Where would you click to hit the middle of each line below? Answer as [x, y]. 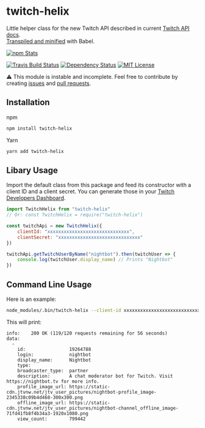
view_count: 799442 [52, 419]
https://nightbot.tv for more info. [53, 381]
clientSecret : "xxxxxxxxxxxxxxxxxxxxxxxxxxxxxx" [80, 237]
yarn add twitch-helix [35, 151]
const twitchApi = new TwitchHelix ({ [54, 226]
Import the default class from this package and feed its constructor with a [99, 185]
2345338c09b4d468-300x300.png [45, 397]
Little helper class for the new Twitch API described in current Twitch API [98, 28]
